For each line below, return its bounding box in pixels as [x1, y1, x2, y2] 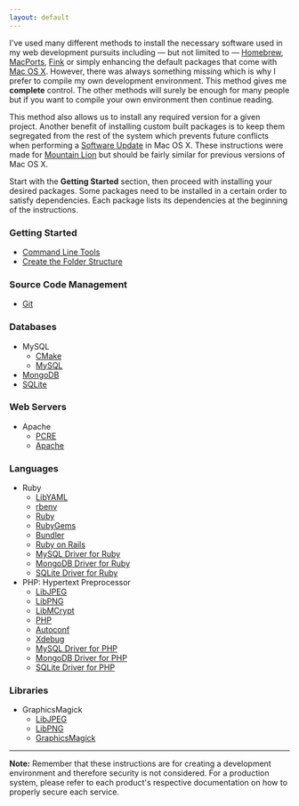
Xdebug [35, 633, 65, 645]
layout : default [9, 12, 69, 22]
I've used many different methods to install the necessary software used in [9, 37, 283, 48]
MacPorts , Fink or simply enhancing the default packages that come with [9, 56, 278, 67]
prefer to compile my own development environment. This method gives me [9, 75, 287, 85]
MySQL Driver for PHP [35, 643, 118, 654]
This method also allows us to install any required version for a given [9, 111, 261, 122]
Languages [9, 462, 60, 474]
